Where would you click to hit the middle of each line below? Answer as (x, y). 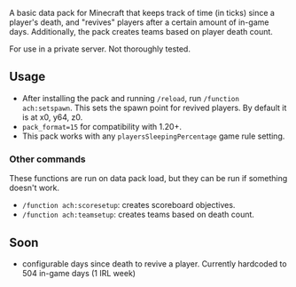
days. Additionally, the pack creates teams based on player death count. (141, 32)
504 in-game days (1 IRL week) (78, 273)
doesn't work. (35, 188)
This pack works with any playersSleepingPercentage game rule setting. (153, 136)
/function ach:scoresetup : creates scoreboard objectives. (129, 205)
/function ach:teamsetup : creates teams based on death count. (138, 215)
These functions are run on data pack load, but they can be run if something (148, 179)
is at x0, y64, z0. (52, 117)
